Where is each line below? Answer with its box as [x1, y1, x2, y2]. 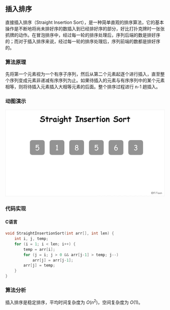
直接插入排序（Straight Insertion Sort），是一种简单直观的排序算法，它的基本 [5, 19, 164, 25]
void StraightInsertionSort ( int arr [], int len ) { [5, 231, 114, 236]
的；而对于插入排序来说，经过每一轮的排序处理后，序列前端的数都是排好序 [5, 38, 160, 44]
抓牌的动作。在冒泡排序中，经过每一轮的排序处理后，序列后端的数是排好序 [5, 32, 160, 38]
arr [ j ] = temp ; [23, 263, 56, 268]
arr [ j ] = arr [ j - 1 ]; [32, 258, 73, 263]
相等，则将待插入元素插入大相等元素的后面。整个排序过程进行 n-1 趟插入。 [5, 84, 161, 90]
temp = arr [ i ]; [23, 247, 56, 252]
